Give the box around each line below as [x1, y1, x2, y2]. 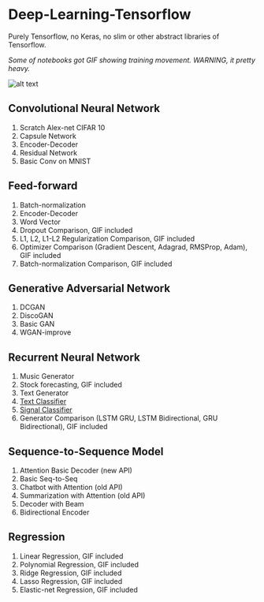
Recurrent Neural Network [8, 350, 140, 364]
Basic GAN [19, 320, 55, 329]
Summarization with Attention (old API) [19, 491, 146, 500]
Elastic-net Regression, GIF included [19, 585, 138, 594]
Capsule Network [19, 131, 76, 140]
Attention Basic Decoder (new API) [19, 466, 132, 475]
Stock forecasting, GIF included [19, 380, 122, 390]
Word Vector [19, 217, 61, 226]
